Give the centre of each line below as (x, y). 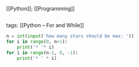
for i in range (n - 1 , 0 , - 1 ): (42, 53)
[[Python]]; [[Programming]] (41, 9)
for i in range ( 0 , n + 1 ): (37, 42)
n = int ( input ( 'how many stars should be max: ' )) (70, 36)
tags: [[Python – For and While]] (45, 25)
